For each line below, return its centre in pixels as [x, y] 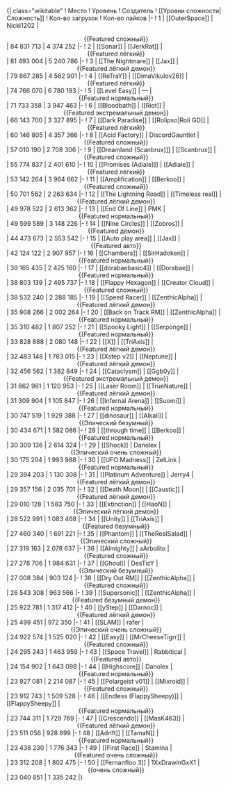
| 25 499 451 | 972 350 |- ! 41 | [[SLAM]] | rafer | [75, 622]
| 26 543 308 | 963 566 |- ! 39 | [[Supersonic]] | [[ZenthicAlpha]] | [101, 593]
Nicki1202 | [23, 25]
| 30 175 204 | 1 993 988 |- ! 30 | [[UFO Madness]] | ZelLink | [93, 460]
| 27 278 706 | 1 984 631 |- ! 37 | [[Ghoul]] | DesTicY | [82, 563]
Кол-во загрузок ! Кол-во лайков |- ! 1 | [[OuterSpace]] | [131, 18]
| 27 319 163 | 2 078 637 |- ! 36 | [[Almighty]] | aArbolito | [88, 548]
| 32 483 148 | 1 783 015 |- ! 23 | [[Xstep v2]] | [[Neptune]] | [91, 356]
